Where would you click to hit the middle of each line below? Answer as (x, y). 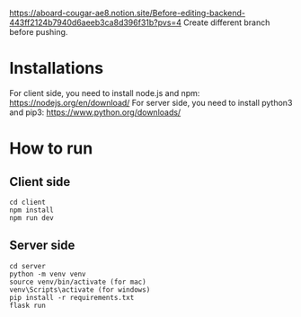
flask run (28, 305)
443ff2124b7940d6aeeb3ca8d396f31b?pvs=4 (96, 22)
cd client (28, 202)
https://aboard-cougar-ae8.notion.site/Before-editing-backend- (127, 13)
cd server (28, 266)
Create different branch (227, 22)
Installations (57, 69)
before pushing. (39, 32)
